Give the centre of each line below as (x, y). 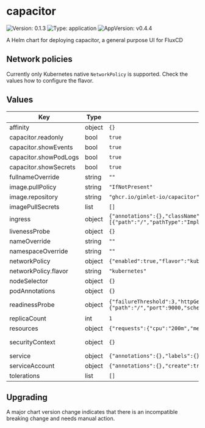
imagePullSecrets (34, 207)
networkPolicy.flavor (39, 271)
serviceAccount (32, 366)
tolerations (25, 375)
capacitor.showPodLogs (44, 157)
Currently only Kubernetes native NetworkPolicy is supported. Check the (97, 74)
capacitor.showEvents (41, 147)
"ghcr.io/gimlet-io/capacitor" (154, 197)
